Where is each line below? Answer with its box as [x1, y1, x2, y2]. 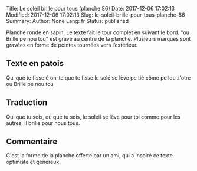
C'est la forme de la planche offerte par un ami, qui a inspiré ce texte [6, 152, 173, 159]
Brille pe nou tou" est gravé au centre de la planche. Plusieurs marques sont [6, 35, 191, 42]
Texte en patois [6, 58, 64, 68]
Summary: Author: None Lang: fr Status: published [6, 18, 129, 24]
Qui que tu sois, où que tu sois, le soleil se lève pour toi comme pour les [6, 113, 181, 120]
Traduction [6, 97, 48, 108]
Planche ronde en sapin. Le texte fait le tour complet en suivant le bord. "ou [6, 29, 190, 36]
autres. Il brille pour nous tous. [6, 119, 80, 126]
